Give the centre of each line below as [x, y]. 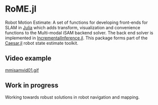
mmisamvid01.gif [22, 70]
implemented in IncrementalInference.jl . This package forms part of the [76, 38]
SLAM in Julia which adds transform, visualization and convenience [73, 27]
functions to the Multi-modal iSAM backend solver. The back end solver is [79, 33]
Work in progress [32, 85]
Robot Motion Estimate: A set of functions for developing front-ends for [77, 22]
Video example [28, 59]
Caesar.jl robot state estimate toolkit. [42, 43]
